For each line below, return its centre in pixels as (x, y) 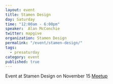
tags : (11, 48)
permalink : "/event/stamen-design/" (44, 43)
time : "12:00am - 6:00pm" (32, 24)
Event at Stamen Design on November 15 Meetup (56, 76)
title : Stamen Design (28, 15)
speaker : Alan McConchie (32, 29)
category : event (22, 57)
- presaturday (25, 52)
